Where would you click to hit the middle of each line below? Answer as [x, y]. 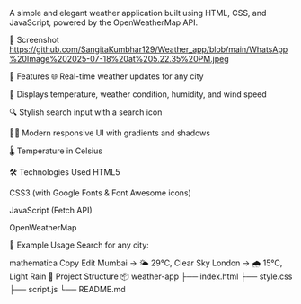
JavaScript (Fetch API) [51, 210]
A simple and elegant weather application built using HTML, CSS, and [138, 13]
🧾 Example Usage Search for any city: [80, 245]
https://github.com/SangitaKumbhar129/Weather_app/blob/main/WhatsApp [149, 49]
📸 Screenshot [35, 40]
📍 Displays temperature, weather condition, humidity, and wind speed [138, 94]
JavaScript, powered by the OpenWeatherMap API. [104, 22]
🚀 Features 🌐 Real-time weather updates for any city [106, 76]
